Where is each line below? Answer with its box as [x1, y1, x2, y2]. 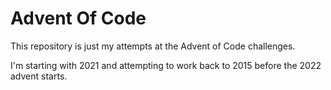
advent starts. [10, 70, 68, 82]
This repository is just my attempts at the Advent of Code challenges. [10, 40, 296, 52]
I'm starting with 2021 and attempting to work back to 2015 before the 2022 [10, 59, 322, 71]
